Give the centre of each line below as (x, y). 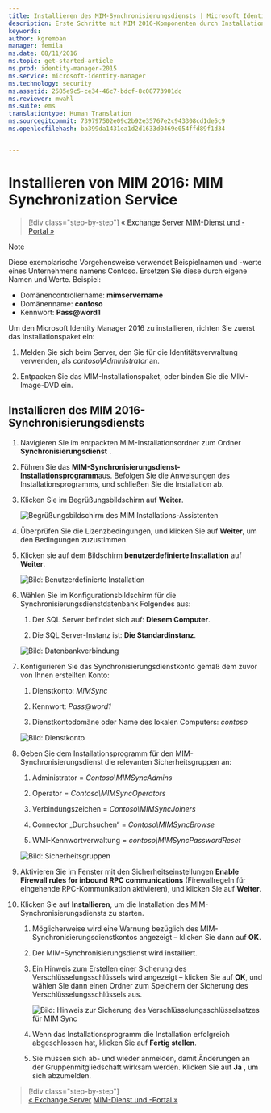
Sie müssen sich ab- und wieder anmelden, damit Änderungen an (141, 1058)
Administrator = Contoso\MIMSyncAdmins (102, 778)
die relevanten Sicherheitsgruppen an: (168, 761)
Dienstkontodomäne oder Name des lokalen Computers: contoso (140, 722)
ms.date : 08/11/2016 (43, 53)
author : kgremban (38, 38)
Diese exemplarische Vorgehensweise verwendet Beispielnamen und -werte (135, 262)
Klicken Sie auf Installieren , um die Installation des (104, 904)
